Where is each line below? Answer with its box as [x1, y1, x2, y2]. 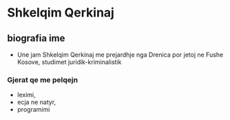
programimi [17, 106, 50, 114]
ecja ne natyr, [17, 98, 56, 106]
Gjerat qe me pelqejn [7, 74, 78, 84]
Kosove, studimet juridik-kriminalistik [17, 58, 122, 66]
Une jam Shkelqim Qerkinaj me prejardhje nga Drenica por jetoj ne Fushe [17, 50, 224, 59]
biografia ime [7, 32, 65, 44]
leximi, [17, 91, 36, 99]
